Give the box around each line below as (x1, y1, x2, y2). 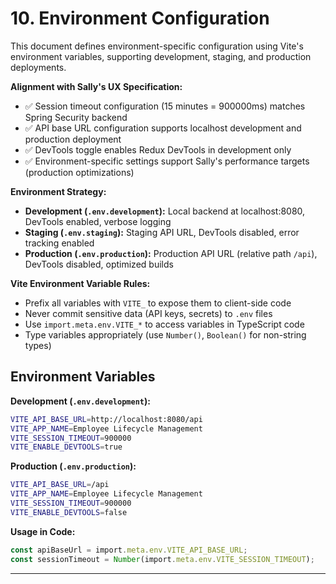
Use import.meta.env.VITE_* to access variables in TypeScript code (24, 318, 305, 330)
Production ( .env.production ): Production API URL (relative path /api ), (24, 247, 318, 259)
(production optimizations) (24, 166, 135, 178)
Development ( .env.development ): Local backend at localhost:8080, (24, 205, 306, 217)
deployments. (10, 61, 67, 73)
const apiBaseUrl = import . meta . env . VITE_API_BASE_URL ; (10, 545, 248, 555)
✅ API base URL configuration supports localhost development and (24, 122, 302, 134)
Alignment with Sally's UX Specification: (10, 80, 183, 92)
